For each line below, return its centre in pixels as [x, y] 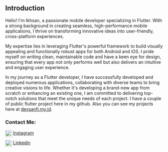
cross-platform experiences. [35, 36]
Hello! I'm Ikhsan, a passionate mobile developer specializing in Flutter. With [83, 20]
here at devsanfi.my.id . [29, 109]
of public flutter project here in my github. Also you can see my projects [79, 104]
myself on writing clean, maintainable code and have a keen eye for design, [83, 57]
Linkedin [22, 143]
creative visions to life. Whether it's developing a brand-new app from [77, 88]
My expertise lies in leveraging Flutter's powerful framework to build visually [84, 46]
